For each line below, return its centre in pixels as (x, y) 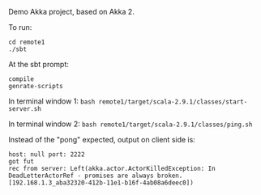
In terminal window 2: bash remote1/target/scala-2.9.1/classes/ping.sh (130, 124)
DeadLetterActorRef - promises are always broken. (96, 176)
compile (21, 79)
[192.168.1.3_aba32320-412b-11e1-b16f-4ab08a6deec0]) (101, 183)
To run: (20, 27)
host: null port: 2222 (47, 155)
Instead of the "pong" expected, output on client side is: (102, 140)
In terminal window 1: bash (52, 101)
